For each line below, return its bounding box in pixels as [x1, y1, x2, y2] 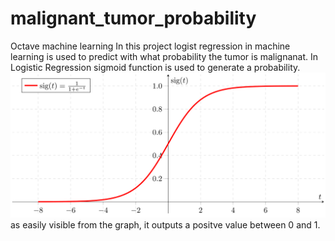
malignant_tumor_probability [10, 7, 257, 30]
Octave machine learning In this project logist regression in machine [10, 40, 291, 52]
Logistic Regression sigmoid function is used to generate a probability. [10, 61, 301, 73]
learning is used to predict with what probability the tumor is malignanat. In [10, 50, 319, 62]
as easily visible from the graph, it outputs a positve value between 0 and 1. [10, 218, 321, 231]
